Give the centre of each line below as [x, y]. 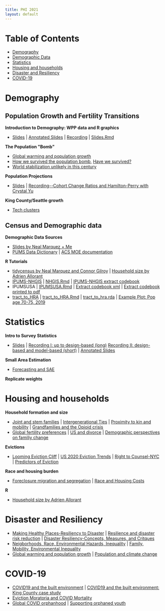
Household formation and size [36, 412]
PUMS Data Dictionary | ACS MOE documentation [62, 252]
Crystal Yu [23, 191]
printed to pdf [26, 292]
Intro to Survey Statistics [31, 336]
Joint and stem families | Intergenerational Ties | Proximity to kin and [82, 422]
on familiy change [30, 438]
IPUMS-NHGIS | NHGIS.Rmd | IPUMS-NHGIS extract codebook [76, 281]
